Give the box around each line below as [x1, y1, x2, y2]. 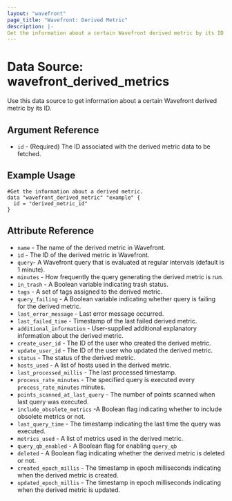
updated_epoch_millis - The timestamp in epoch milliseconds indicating [17, 478, 222, 486]
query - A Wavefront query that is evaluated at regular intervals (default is [17, 258, 224, 266]
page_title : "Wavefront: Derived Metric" [7, 17, 128, 23]
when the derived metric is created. [17, 471, 119, 479]
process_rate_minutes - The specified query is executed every [17, 375, 195, 384]
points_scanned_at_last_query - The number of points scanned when [17, 390, 215, 398]
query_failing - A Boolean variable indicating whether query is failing [17, 294, 216, 303]
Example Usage [7, 170, 76, 182]
